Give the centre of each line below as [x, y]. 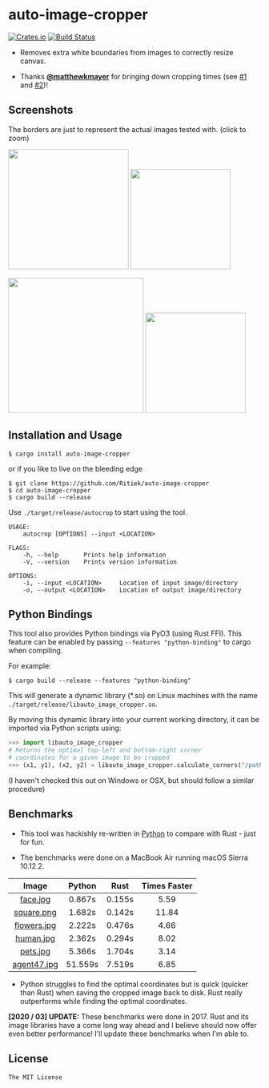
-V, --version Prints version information [100, 562]
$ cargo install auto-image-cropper [69, 454]
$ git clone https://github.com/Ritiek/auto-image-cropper [109, 483]
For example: [30, 666]
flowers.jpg [35, 925]
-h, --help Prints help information [94, 555]
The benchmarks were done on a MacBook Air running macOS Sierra [134, 857]
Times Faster [167, 885]
